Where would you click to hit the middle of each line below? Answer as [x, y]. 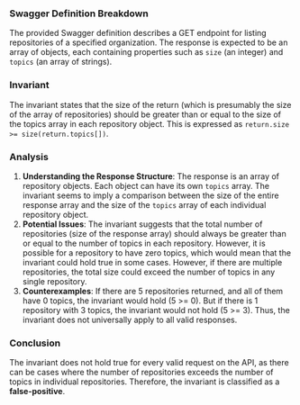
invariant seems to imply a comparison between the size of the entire [150, 195]
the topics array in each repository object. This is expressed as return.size [150, 123]
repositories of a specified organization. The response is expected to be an [149, 42]
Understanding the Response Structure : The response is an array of [151, 176]
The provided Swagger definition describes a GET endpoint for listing [138, 33]
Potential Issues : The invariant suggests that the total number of [142, 224]
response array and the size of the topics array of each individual [144, 204]
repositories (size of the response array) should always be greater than [154, 233]
